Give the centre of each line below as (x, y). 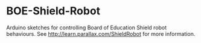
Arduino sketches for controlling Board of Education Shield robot (87, 27)
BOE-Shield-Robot (53, 11)
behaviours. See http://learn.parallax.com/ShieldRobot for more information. (101, 33)
